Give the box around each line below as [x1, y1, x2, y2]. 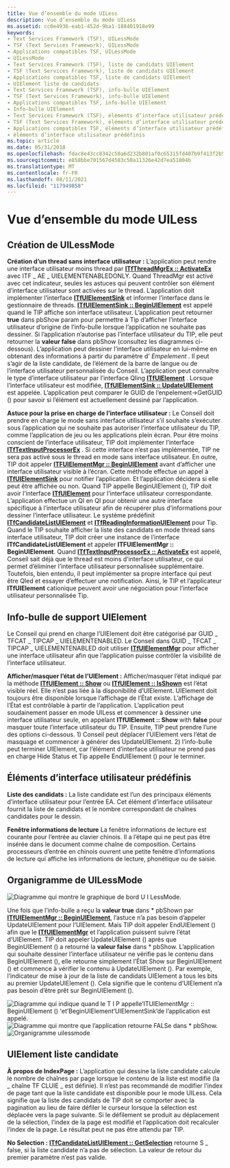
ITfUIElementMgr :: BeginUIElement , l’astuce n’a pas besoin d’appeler [7, 913, 206, 922]
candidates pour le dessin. [7, 812, 82, 820]
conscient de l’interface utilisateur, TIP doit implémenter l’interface [7, 439, 194, 447]
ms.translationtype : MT [7, 163, 75, 170]
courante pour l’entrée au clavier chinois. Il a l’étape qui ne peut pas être [7, 832, 211, 841]
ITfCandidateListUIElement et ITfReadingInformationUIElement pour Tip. [7, 519, 218, 527]
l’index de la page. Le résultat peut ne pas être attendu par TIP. [7, 1125, 185, 1133]
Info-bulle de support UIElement [7, 611, 147, 623]
